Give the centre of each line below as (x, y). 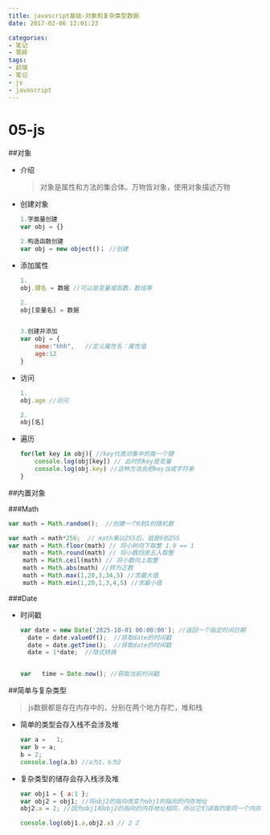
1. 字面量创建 (39, 219)
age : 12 (46, 354)
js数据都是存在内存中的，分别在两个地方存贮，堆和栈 (115, 707)
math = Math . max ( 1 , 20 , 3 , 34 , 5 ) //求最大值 (91, 575)
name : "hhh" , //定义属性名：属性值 (91, 346)
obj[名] (32, 423)
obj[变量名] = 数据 (49, 310)
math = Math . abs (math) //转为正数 (78, 568)
